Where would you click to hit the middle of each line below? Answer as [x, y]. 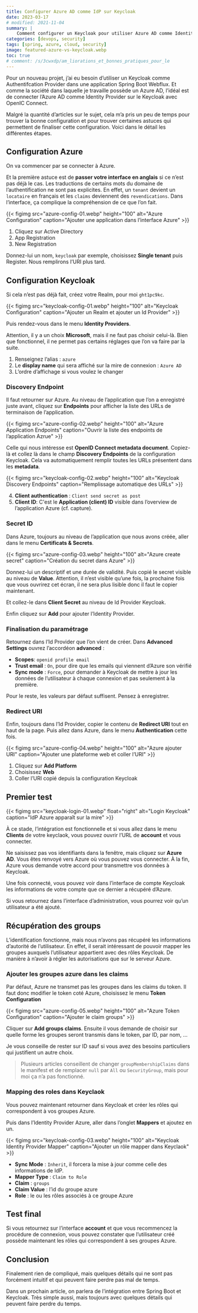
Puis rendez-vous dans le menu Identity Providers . [68, 324]
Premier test [29, 797]
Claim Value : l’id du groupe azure [56, 1189]
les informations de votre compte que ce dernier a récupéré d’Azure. [89, 890]
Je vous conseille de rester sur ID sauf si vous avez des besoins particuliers [98, 1046]
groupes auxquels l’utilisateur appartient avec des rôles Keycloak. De [90, 952]
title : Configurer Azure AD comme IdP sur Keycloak [71, 12]
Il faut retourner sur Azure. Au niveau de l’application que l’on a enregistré [95, 400]
